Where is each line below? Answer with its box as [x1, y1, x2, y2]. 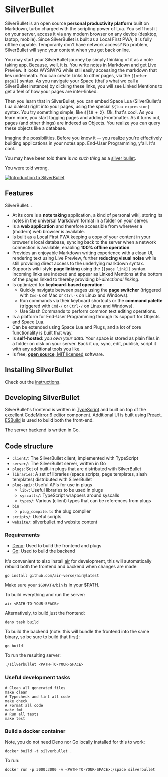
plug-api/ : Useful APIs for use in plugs [12, 482, 92, 488]
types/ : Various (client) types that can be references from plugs [19, 498, 151, 504]
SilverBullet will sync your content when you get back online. [5, 47, 131, 53]
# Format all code [5, 703, 43, 708]
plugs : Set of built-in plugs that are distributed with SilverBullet [12, 466, 141, 472]
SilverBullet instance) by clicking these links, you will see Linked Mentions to [5, 83, 163, 89]
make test [5, 716, 26, 721]
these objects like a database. [5, 125, 66, 131]
